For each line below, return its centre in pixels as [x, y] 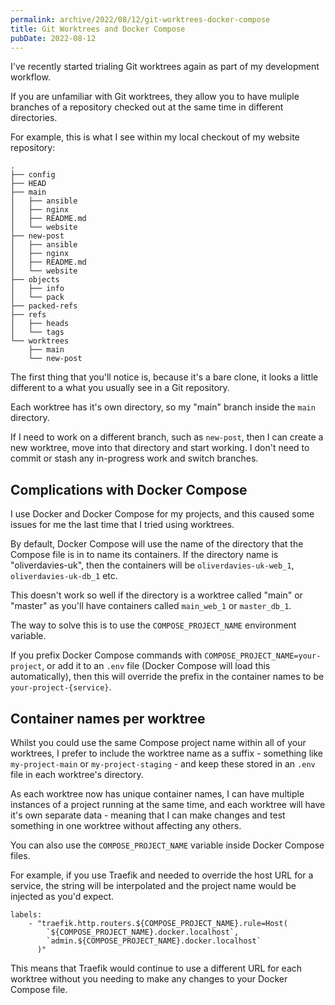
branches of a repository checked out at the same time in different [147, 107]
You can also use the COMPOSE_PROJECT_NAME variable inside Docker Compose [167, 845]
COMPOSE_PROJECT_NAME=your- [263, 656]
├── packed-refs [44, 306]
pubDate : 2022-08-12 [53, 38]
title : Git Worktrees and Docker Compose [98, 29]
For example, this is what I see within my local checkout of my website [155, 137]
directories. [34, 118]
